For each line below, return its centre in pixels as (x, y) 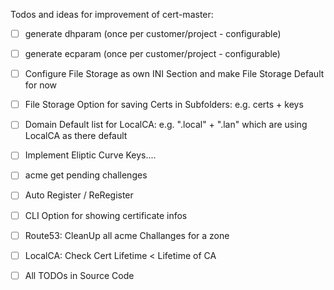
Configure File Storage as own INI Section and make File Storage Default (174, 74)
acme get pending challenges (86, 175)
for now (41, 85)
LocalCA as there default (76, 136)
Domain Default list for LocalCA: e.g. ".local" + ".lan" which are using (166, 125)
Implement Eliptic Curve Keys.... (90, 155)
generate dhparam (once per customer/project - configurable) (153, 33)
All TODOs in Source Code (79, 275)
